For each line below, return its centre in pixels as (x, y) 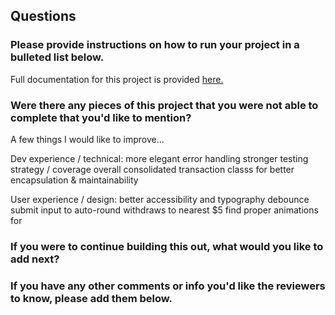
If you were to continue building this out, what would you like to (167, 246)
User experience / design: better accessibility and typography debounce (160, 199)
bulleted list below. (57, 57)
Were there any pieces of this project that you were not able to (164, 105)
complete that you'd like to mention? (101, 117)
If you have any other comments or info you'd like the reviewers (168, 286)
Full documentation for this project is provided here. (117, 79)
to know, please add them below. (91, 298)
